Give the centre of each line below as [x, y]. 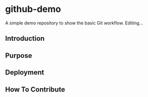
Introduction [25, 39]
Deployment [25, 72]
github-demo [33, 9]
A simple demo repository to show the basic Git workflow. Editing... [74, 23]
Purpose [19, 55]
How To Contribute [35, 89]
